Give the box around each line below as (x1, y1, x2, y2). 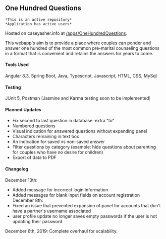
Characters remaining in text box (12, 134, 79, 140)
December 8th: (12, 197, 43, 203)
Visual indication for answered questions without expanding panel (12, 128, 147, 134)
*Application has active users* (5, 21, 72, 26)
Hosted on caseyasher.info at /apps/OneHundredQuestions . (5, 30, 127, 36)
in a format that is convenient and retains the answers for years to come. (5, 50, 154, 56)
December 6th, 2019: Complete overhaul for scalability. (5, 228, 118, 234)
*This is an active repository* (5, 17, 72, 22)
